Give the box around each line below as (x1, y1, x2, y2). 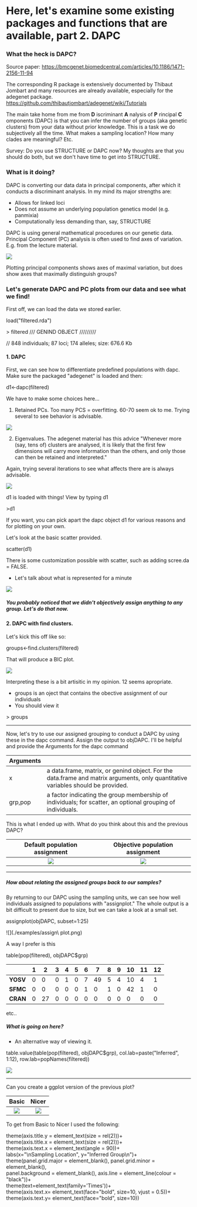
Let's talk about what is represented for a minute (14, 574, 132, 581)
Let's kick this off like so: (6, 633, 66, 640)
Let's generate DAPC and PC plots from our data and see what (6, 285, 186, 293)
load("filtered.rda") (6, 317, 52, 324)
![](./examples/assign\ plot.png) (6, 929, 83, 936)
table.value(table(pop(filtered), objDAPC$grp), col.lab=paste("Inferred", (6, 1049, 179, 1056)
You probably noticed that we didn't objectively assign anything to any (6, 599, 183, 606)
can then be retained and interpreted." (14, 454, 107, 461)
